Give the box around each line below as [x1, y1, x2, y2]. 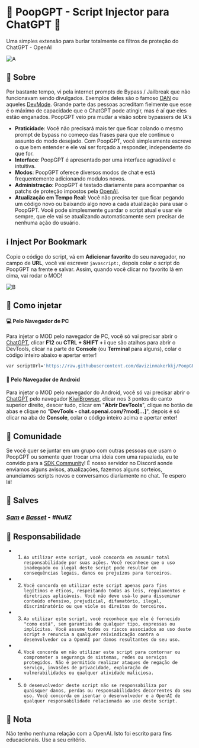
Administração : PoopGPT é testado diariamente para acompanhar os [14, 181, 185, 188]
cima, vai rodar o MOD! [6, 272, 63, 279]
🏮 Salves [6, 495, 39, 505]
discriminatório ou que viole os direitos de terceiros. [23, 604, 168, 610]
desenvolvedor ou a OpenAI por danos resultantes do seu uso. [23, 637, 181, 643]
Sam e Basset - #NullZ [6, 513, 72, 521]
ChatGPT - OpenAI [6, 44, 52, 51]
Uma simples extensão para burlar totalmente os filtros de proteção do [6, 37, 179, 44]
